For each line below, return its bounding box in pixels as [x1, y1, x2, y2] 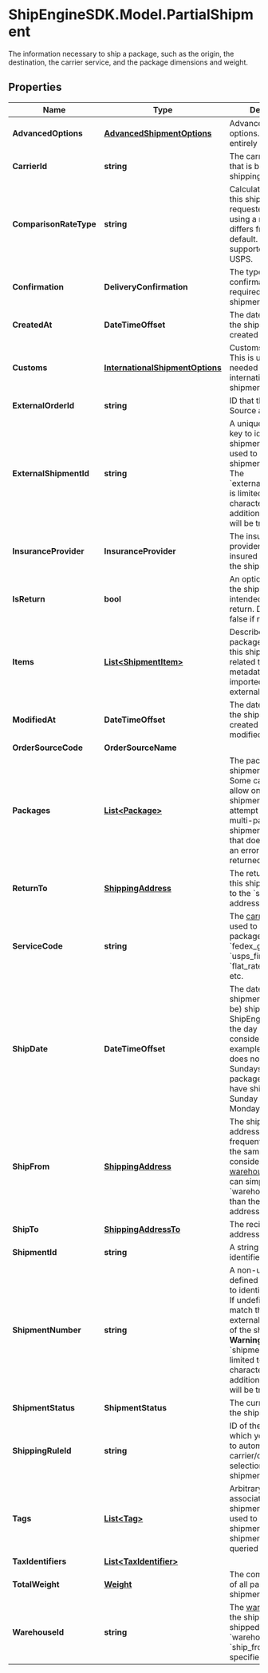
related [229, 656, 256, 667]
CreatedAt [12, 319, 53, 330]
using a [229, 213, 257, 224]
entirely [229, 137, 258, 148]
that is [229, 160, 253, 172]
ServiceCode [12, 940, 63, 951]
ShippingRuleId [12, 1445, 72, 1456]
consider [229, 1155, 263, 1166]
